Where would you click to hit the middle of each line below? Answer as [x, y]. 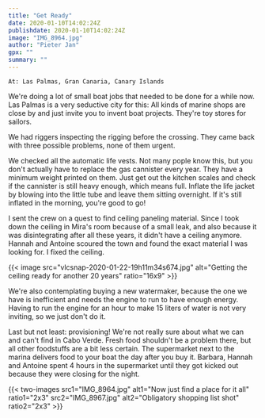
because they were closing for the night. [74, 374]
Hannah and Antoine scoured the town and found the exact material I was [128, 244]
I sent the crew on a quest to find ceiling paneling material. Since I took [124, 218]
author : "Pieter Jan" [44, 45]
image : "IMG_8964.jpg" [45, 38]
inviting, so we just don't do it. [57, 316]
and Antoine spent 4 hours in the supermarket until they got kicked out [123, 365]
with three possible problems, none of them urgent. [92, 145]
